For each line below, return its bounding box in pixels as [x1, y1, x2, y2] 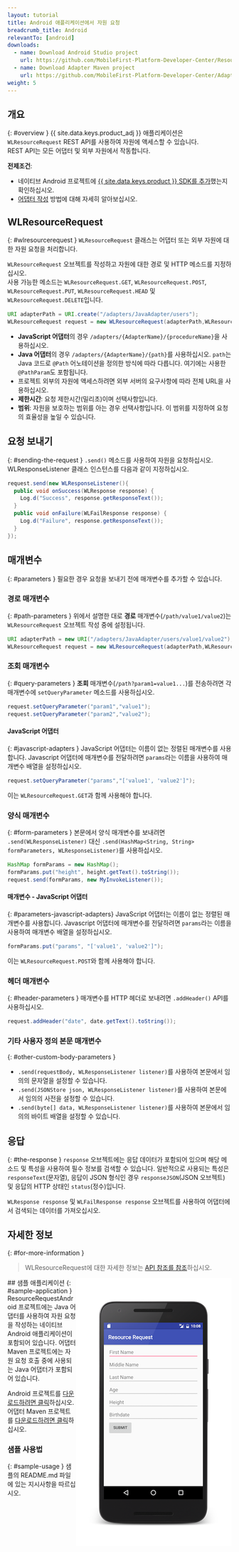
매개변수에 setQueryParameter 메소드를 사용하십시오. [7, 688, 155, 696]
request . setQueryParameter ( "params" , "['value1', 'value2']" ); [7, 777, 196, 784]
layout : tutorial [7, 11, 59, 19]
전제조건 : [7, 161, 33, 171]
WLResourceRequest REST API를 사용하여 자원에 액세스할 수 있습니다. [7, 138, 199, 146]
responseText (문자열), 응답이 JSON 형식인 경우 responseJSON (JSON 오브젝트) [7, 1173, 225, 1181]
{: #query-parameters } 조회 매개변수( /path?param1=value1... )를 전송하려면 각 [7, 679, 232, 687]
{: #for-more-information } [7, 1248, 85, 1257]
